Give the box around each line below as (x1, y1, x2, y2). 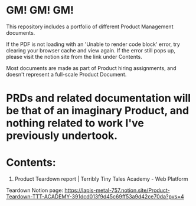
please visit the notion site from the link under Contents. (6, 53, 143, 60)
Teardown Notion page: (6, 187, 64, 194)
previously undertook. (6, 129, 118, 142)
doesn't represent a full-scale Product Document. (6, 71, 127, 78)
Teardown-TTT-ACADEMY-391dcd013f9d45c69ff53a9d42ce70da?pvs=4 (6, 193, 184, 200)
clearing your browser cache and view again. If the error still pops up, (6, 46, 176, 54)
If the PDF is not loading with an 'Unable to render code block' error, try (6, 41, 180, 48)
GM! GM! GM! (6, 4, 74, 17)
